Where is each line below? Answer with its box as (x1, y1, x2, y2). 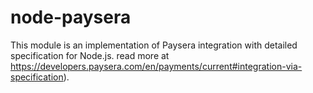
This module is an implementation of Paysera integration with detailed (10, 39, 298, 51)
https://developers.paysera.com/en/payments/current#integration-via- (10, 60, 303, 72)
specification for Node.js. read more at (10, 49, 170, 61)
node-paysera (10, 6, 132, 29)
